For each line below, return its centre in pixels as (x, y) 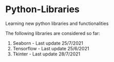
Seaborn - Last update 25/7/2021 (48, 43)
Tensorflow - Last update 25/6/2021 (51, 48)
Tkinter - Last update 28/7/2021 (46, 54)
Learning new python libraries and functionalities (57, 23)
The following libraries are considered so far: (53, 33)
